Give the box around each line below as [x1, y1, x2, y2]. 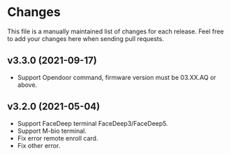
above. [17, 81, 38, 89]
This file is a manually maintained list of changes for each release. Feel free [7, 27, 225, 35]
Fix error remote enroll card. [17, 133, 98, 142]
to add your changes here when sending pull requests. [7, 34, 164, 42]
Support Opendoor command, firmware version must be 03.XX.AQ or [17, 73, 216, 81]
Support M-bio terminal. [17, 127, 87, 135]
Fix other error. [17, 141, 61, 149]
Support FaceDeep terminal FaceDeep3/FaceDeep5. [17, 119, 169, 127]
